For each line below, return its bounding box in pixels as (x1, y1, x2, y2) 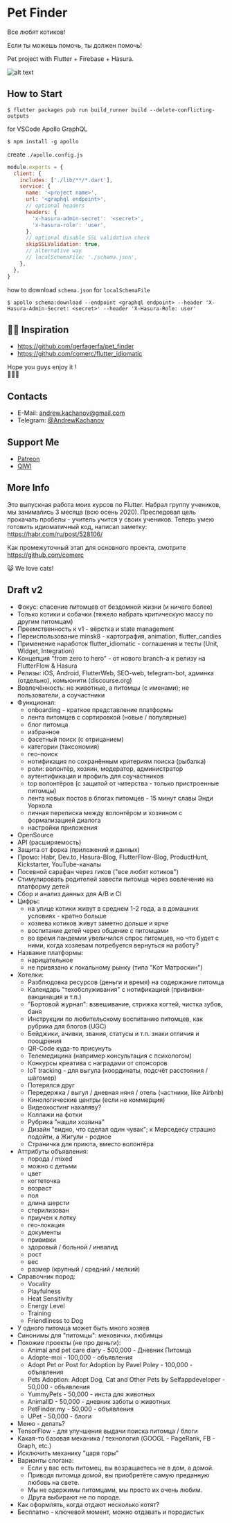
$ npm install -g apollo (7, 138, 79, 145)
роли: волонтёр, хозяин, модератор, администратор (27, 764, 184, 773)
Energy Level (27, 1301, 65, 1310)
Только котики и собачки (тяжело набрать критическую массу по (17, 609, 213, 618)
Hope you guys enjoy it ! (7, 363, 77, 371)
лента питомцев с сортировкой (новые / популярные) (27, 713, 187, 721)
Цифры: (17, 897, 40, 905)
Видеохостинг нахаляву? (27, 1103, 102, 1111)
